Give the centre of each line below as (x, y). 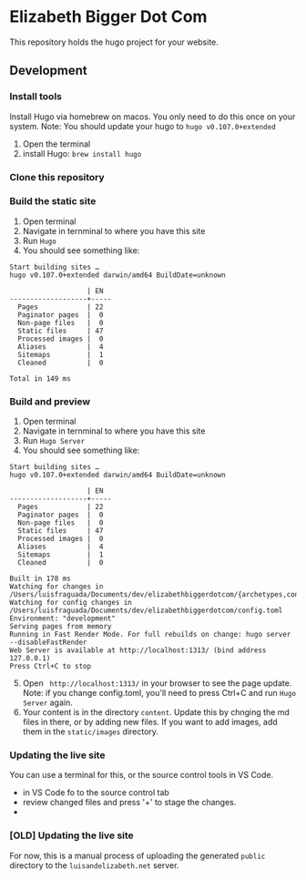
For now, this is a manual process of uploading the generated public (138, 855)
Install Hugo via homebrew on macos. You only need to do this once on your (153, 117)
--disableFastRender (49, 643)
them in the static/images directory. (91, 732)
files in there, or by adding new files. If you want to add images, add (150, 722)
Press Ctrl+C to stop (51, 667)
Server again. (47, 702)
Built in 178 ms (40, 579)
